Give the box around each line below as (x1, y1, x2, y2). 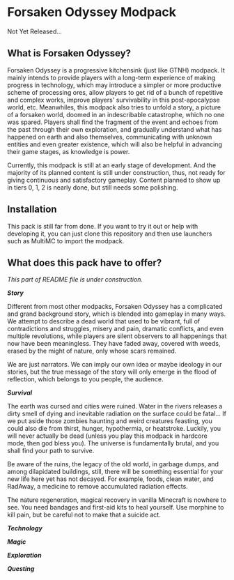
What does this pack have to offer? (7, 257, 162, 268)
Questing (7, 565, 35, 573)
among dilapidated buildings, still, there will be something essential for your (7, 468, 224, 476)
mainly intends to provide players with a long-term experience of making (7, 73, 216, 82)
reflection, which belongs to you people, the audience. (7, 375, 164, 383)
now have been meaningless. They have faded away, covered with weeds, (7, 339, 221, 348)
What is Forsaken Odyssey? (7, 47, 131, 59)
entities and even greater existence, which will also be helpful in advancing (7, 140, 223, 148)
